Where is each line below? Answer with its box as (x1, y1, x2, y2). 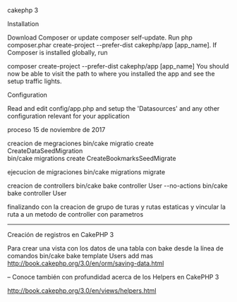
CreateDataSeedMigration (7, 147, 83, 155)
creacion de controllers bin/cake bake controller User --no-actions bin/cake (7, 181, 228, 190)
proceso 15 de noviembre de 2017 (7, 126, 106, 133)
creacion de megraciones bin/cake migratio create (7, 139, 154, 147)
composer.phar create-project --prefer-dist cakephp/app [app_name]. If (7, 41, 217, 49)
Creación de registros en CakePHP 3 (7, 231, 114, 238)
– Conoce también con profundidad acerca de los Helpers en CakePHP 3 (7, 273, 219, 281)
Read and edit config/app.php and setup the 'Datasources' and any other (7, 104, 220, 112)
